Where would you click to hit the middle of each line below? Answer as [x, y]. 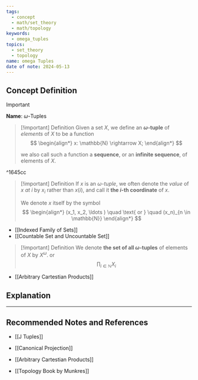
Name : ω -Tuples [27, 116]
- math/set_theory [34, 22]
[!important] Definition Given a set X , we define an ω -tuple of [95, 128]
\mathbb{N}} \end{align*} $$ [106, 218]
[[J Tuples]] [29, 337]
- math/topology [31, 28]
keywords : [18, 34]
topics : [16, 45]
